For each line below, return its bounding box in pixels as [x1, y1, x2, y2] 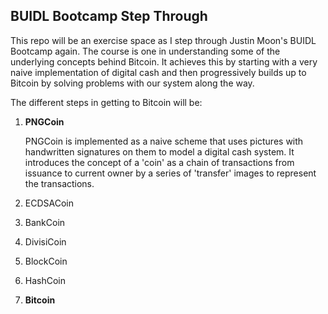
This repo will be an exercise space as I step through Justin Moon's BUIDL [10, 34, 317, 46]
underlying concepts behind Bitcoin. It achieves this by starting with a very [10, 55, 318, 68]
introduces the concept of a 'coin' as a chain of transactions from [24, 156, 295, 168]
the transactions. [24, 177, 95, 189]
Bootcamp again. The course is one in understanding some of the [10, 45, 281, 57]
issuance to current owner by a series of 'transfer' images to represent [24, 167, 317, 179]
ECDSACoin [24, 197, 74, 209]
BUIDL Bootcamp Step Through [10, 8, 208, 25]
